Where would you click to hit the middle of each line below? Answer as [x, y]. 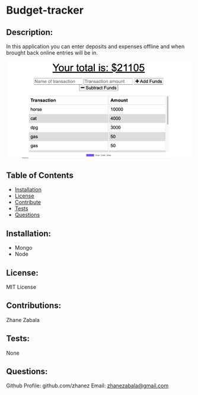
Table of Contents [40, 175]
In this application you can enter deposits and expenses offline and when [95, 46]
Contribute [28, 202]
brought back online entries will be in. [52, 53]
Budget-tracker [45, 10]
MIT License [21, 287]
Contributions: [33, 306]
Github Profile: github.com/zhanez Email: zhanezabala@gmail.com [87, 386]
